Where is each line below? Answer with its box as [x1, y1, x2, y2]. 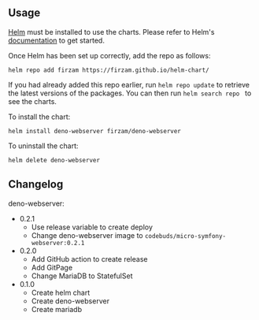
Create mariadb [31, 304, 83, 314]
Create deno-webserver [31, 296, 110, 306]
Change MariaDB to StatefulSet [31, 271, 133, 281]
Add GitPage [31, 262, 73, 272]
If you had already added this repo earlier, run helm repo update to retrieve [8, 80, 250, 89]
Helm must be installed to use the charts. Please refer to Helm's [8, 27, 215, 36]
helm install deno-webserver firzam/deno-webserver [8, 127, 181, 135]
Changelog [8, 177, 64, 192]
